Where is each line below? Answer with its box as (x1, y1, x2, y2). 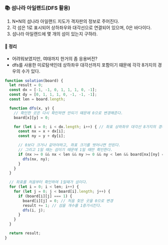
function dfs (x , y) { (9, 105, 55, 111)
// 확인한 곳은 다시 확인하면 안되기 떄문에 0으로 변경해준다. (14, 110, 123, 115)
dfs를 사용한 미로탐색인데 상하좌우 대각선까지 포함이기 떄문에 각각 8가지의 (12, 62, 157, 68)
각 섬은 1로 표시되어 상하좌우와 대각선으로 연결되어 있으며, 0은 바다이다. (12, 25, 152, 31)
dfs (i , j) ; (23, 207, 46, 213)
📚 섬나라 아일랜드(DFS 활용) (5, 4, 71, 11)
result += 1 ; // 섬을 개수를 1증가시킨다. (23, 203, 102, 208)
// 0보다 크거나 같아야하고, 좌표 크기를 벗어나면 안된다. (18, 143, 121, 148)
